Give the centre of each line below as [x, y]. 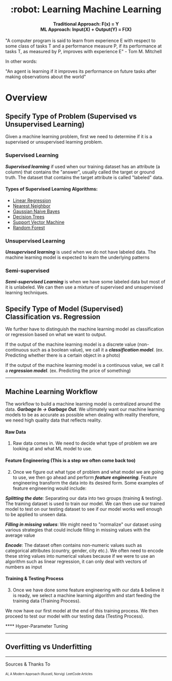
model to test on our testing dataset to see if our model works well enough [84, 509]
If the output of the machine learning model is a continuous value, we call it [84, 365]
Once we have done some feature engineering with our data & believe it [88, 590]
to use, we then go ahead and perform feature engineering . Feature [85, 477]
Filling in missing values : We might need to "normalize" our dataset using [83, 524]
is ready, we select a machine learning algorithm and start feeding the [86, 595]
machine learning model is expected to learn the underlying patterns [78, 257]
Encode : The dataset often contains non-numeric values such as [74, 545]
